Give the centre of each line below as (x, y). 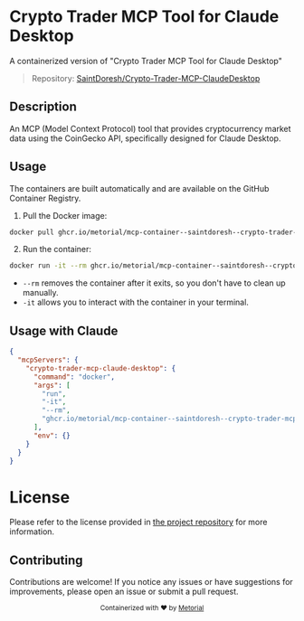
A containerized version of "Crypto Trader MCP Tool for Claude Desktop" (146, 61)
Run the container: (57, 249)
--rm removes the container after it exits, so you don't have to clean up (154, 283)
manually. (40, 293)
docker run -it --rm (48, 266)
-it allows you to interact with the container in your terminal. (135, 302)
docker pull (32, 232)
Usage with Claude (64, 330)
